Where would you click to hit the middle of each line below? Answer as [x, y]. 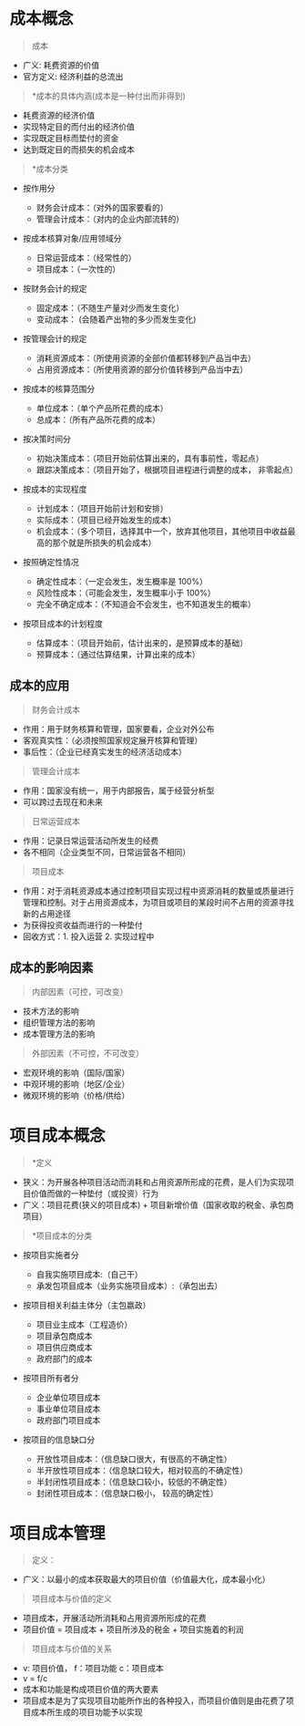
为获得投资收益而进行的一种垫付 [82, 925]
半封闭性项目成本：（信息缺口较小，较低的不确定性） [134, 1482]
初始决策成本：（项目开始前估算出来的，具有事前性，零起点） [150, 458]
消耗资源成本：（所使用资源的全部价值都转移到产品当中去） [146, 357]
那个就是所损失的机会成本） [104, 543]
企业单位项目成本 [68, 1397]
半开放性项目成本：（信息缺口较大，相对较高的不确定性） [142, 1470]
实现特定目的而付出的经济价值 [78, 126]
